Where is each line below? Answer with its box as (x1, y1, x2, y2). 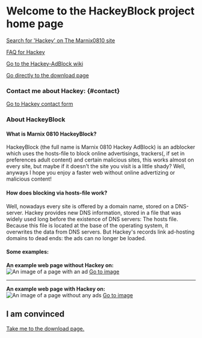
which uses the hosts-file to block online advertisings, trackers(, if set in (6, 150, 185, 157)
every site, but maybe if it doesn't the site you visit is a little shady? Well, (6, 163, 186, 170)
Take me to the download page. (6, 325, 85, 332)
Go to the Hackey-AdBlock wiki (6, 60, 84, 67)
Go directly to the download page (6, 71, 89, 79)
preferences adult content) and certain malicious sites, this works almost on (6, 156, 194, 163)
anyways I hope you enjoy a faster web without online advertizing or (6, 169, 176, 177)
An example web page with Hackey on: (6, 285, 105, 292)
